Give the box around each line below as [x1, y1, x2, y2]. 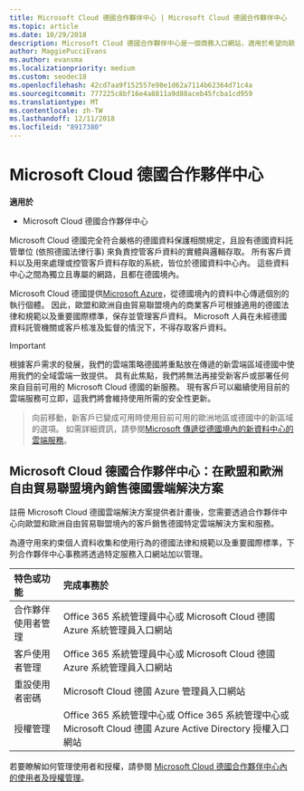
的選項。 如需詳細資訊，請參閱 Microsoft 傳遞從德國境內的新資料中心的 [31, 423, 294, 434]
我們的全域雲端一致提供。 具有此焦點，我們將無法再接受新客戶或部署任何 [16, 370, 290, 381]
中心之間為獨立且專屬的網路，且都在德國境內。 [9, 268, 184, 279]
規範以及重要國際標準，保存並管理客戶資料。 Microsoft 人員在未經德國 [24, 310, 288, 322]
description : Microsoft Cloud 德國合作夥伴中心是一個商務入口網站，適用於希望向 [9, 38, 289, 48]
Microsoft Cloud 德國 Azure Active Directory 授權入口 [62, 722, 290, 735]
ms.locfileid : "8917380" [9, 123, 103, 132]
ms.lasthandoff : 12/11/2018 [9, 114, 116, 123]
